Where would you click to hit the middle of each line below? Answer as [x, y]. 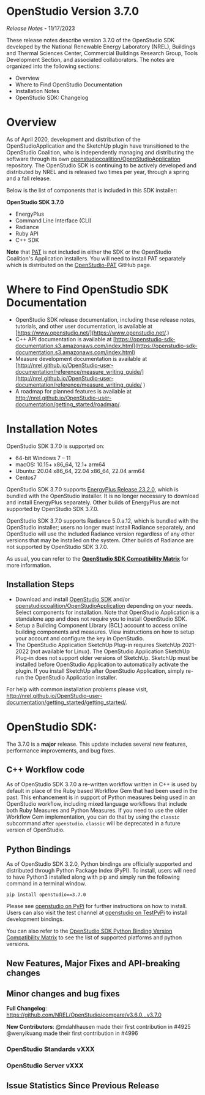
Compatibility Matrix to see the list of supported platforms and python [94, 938]
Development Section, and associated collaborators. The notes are [90, 59]
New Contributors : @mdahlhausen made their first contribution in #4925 [99, 1027]
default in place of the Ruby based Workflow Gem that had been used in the [102, 791]
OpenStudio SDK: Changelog [52, 97]
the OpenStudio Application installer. [71, 677]
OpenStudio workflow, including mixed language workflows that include [97, 804]
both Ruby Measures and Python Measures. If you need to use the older [97, 811]
